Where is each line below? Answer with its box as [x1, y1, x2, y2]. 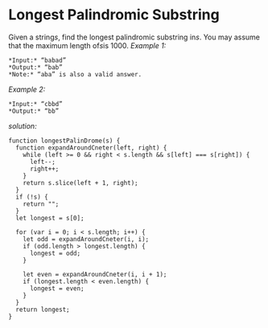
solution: [8, 121, 38, 130]
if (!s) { [15, 193, 48, 201]
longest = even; [29, 284, 85, 293]
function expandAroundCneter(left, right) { [15, 143, 167, 152]
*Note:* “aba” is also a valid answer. [8, 70, 142, 78]
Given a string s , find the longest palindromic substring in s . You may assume [8, 32, 260, 42]
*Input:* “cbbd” [8, 100, 63, 108]
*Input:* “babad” [8, 56, 67, 64]
